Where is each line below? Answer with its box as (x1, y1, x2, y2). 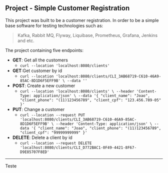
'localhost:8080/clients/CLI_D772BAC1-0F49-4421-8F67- (19, 145, 136, 150)
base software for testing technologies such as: (5, 22, 103, 28)
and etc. (17, 37, 35, 43)
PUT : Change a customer (12, 106, 65, 112)
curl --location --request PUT (19, 112, 85, 117)
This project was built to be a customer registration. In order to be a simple (5, 17, 159, 23)
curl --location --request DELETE (19, 140, 92, 145)
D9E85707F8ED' (19, 149, 49, 154)
